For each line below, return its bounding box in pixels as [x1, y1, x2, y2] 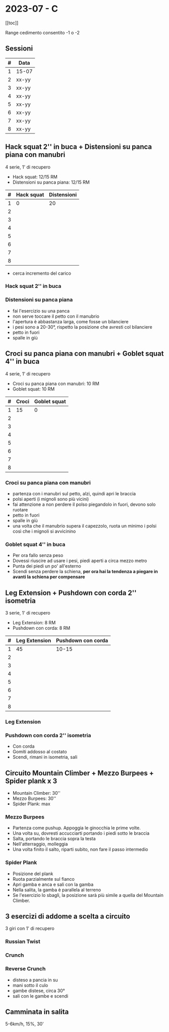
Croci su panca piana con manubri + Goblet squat [5, 350, 164, 358]
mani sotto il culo [12, 982, 48, 988]
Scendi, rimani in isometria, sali [12, 754, 78, 760]
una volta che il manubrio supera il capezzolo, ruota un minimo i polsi [12, 523, 157, 529]
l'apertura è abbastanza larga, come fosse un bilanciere [12, 318, 129, 324]
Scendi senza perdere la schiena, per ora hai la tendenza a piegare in [12, 569, 158, 575]
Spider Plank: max [12, 801, 50, 807]
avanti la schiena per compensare [12, 574, 85, 580]
